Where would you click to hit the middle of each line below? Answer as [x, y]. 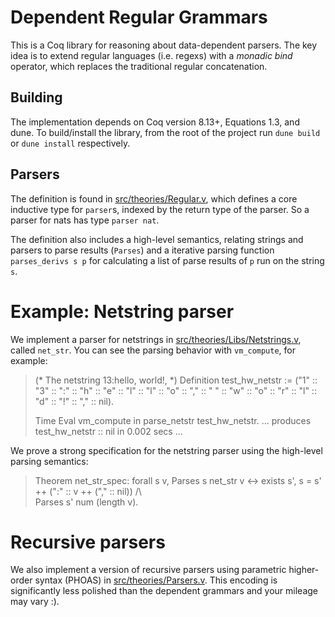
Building [36, 97]
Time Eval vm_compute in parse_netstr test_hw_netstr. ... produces [173, 420]
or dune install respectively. [70, 143]
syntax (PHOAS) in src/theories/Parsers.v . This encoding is [156, 580]
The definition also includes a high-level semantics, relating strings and [157, 239]
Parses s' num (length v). [86, 502]
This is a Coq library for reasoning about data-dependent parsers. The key [164, 45]
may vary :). [35, 602]
